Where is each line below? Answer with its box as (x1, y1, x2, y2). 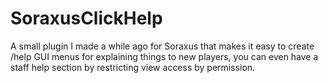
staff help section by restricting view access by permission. (10, 61, 256, 73)
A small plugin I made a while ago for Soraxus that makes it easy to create (10, 40, 315, 52)
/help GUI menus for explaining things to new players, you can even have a (10, 50, 319, 62)
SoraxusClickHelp (10, 7, 163, 30)
